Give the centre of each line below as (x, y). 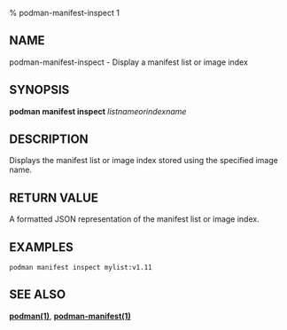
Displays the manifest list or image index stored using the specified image (144, 161)
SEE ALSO (38, 295)
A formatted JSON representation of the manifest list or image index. (134, 219)
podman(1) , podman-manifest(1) (70, 316)
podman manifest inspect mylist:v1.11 (81, 268)
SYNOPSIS (39, 90)
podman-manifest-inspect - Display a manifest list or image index (128, 62)
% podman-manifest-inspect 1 (64, 13)
